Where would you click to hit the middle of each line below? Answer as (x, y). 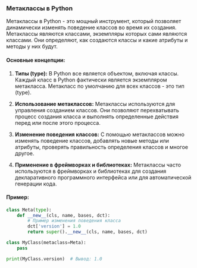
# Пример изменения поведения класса (74, 221)
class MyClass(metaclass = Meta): (46, 243)
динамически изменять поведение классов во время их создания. (91, 27)
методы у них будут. (32, 46)
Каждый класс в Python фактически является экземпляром (91, 80)
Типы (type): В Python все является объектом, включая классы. (97, 73)
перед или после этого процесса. (58, 122)
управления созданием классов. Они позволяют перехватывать (97, 110)
